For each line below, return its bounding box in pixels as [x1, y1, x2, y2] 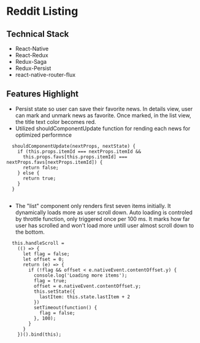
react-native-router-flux [15, 71, 76, 78]
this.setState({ [33, 288, 75, 295]
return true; [22, 175, 56, 182]
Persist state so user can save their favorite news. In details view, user [15, 105, 193, 112]
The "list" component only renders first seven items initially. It [15, 202, 171, 209]
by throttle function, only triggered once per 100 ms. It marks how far [15, 215, 190, 222]
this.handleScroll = [12, 240, 64, 246]
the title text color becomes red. [15, 118, 96, 125]
